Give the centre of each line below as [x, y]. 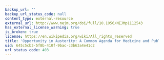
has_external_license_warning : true [42, 28]
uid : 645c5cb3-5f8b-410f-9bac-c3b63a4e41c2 [50, 45]
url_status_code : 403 [27, 50]
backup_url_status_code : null [36, 14]
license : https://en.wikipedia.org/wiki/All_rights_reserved [69, 37]
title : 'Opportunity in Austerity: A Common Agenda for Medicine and [77, 41]
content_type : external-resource [39, 18]
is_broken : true [21, 32]
